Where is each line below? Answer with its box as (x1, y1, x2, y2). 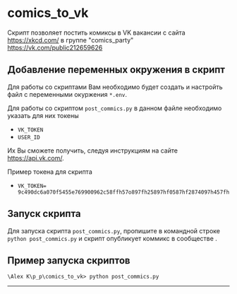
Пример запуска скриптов (7, 254, 130, 266)
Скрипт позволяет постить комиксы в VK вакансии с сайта (7, 28, 186, 37)
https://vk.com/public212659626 (7, 43, 103, 52)
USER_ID (17, 134, 40, 141)
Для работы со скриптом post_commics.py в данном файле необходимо (7, 104, 222, 112)
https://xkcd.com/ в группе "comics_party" (7, 35, 134, 44)
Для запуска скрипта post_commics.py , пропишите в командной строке (7, 226, 221, 235)
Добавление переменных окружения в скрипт (7, 64, 226, 76)
